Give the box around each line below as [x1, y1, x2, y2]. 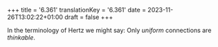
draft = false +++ [64, 13, 113, 21]
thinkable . [7, 33, 36, 42]
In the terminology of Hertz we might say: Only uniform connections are [7, 27, 212, 34]
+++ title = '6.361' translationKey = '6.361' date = [7, 6, 147, 14]
